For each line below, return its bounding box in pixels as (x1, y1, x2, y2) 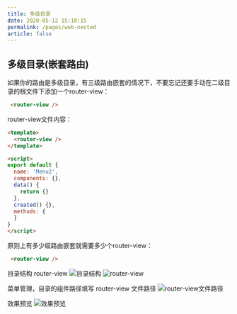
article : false (7, 30, 52, 38)
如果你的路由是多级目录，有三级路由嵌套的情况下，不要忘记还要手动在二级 (7, 79, 224, 87)
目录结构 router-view (7, 269, 69, 277)
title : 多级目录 (7, 10, 51, 18)
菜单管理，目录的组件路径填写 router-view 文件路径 (7, 284, 156, 293)
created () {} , (13, 201, 55, 208)
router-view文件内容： (7, 115, 73, 123)
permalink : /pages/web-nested (7, 23, 97, 30)
